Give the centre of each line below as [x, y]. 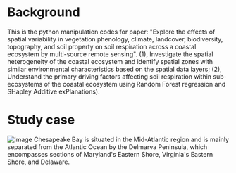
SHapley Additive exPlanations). [54, 91]
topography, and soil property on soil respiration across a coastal [102, 46]
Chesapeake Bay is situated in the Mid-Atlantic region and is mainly [132, 139]
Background [44, 12]
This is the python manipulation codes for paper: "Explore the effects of [111, 32]
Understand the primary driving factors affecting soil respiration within [110, 76]
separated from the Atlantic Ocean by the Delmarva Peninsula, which [107, 147]
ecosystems [25, 84]
